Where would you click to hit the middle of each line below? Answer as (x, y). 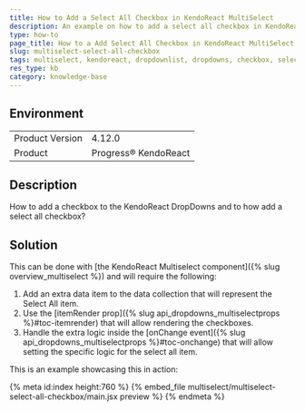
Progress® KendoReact (141, 152)
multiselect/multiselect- (231, 387)
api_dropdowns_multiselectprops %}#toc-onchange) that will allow (148, 342)
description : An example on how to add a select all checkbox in (135, 26)
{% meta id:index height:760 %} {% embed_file (98, 387)
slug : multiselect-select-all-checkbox (85, 52)
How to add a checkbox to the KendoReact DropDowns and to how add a (146, 207)
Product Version (49, 138)
